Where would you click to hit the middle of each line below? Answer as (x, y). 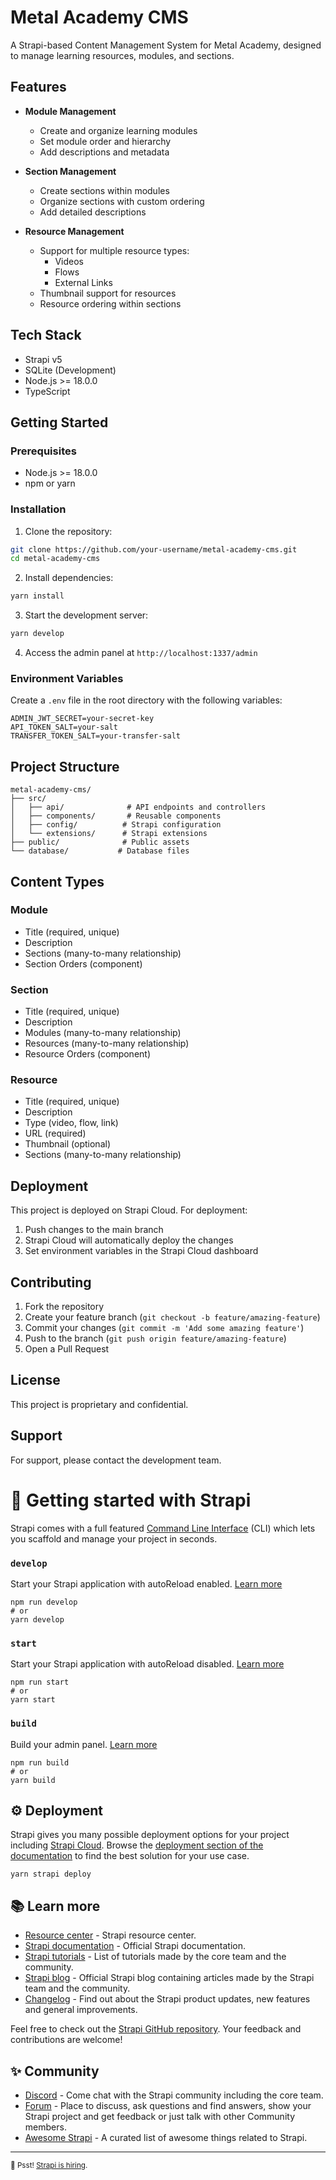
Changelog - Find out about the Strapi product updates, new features (167, 1999)
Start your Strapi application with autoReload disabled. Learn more (147, 1664)
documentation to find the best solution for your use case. (130, 1856)
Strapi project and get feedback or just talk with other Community (160, 2116)
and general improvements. (81, 2010)
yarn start (33, 1700)
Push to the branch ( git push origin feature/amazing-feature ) (155, 1338)
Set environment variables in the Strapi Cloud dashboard (141, 1251)
